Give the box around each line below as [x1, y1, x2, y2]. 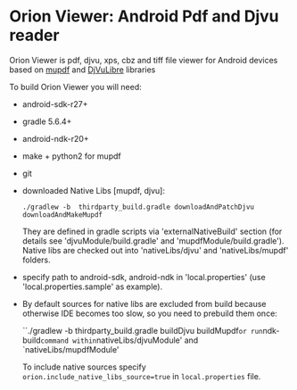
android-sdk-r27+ [21, 98, 88, 109]
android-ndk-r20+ [21, 133, 89, 144]
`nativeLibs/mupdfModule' [21, 344, 120, 354]
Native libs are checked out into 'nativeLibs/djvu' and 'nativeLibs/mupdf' [21, 245, 289, 255]
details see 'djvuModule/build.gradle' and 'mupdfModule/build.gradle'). [21, 235, 285, 246]
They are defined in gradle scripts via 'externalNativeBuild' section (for [21, 226, 283, 236]
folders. [21, 254, 51, 265]
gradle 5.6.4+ [21, 116, 72, 127]
